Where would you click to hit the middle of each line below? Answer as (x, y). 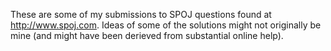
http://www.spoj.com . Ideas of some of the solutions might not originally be (166, 25)
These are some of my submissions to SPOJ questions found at (141, 14)
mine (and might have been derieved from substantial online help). (147, 35)
